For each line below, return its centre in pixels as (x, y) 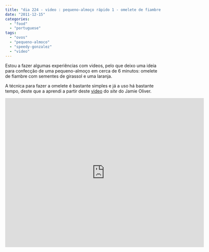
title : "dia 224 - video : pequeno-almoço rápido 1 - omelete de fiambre (83, 10)
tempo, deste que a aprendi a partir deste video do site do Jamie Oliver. (78, 91)
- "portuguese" (25, 28)
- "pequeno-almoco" (30, 42)
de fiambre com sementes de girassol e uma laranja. (59, 76)
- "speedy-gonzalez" (31, 47)
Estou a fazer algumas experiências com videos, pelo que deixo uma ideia (81, 66)
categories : (17, 19)
